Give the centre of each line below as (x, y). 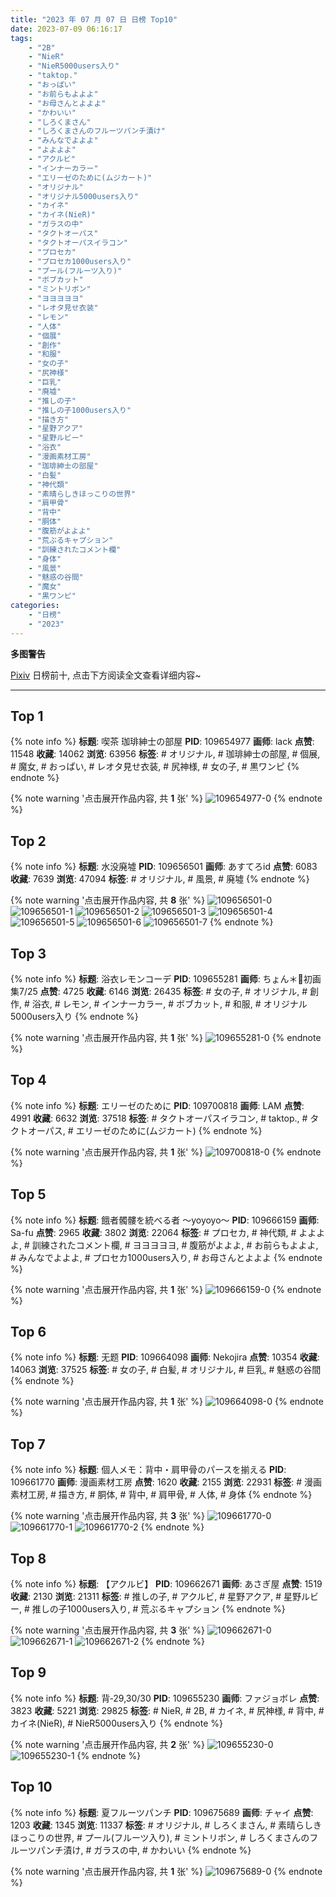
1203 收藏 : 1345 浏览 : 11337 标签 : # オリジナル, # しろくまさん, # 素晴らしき (166, 1825)
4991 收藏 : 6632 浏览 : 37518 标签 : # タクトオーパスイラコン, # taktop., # (159, 1118)
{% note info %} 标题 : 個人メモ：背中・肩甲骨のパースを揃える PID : (148, 1470)
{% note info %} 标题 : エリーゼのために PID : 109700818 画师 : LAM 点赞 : (157, 1105)
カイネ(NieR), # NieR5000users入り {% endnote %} (117, 1723)
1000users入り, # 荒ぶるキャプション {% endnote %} (176, 1609)
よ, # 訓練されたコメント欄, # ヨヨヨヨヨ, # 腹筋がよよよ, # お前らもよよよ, (164, 1245)
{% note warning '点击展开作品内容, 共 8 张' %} (108, 900)
